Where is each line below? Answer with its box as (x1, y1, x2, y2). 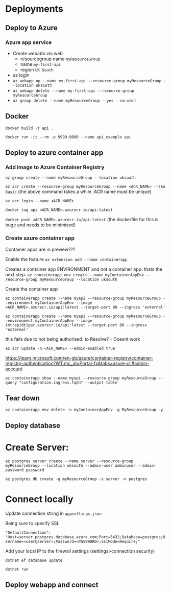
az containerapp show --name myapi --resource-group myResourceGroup (5, 375, 157, 381)
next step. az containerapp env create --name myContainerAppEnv (5, 271, 144, 277)
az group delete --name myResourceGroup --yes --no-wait (12, 98, 137, 103)
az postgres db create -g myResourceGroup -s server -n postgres (5, 476, 147, 482)
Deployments (5, 3, 64, 15)
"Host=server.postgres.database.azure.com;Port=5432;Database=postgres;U (5, 534, 166, 539)
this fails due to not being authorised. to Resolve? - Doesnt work (5, 336, 140, 342)
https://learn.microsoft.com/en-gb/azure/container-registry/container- (5, 354, 154, 361)
